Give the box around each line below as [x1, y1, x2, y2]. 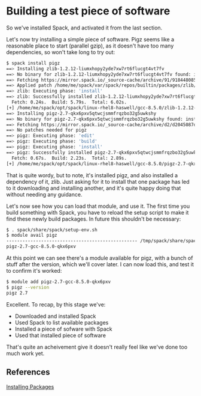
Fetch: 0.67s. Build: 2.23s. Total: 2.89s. [11, 155, 127, 161]
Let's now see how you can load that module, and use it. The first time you [6, 203, 190, 210]
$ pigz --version [6, 284, 50, 290]
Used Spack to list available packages [14, 318, 109, 326]
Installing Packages [6, 383, 54, 390]
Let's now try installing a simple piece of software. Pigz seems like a [6, 35, 175, 43]
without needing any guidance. [6, 190, 83, 198]
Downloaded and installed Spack [14, 312, 96, 320]
